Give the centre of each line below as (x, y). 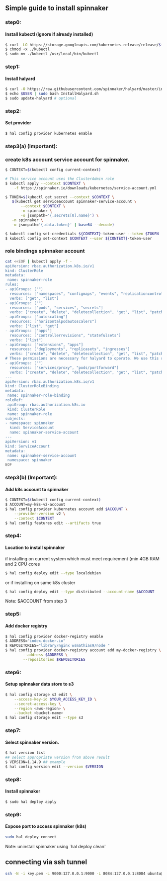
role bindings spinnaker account (45, 251)
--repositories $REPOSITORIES (54, 659)
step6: (13, 672)
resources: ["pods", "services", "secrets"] (56, 308)
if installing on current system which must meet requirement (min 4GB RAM (83, 558)
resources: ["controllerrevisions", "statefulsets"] (65, 335)
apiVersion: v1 (21, 441)
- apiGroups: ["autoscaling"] (37, 317)
